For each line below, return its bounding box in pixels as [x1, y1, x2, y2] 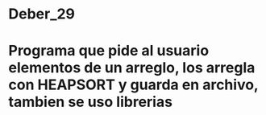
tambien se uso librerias [8, 93, 173, 111]
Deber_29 [8, 5, 75, 23]
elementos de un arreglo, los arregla [8, 59, 256, 77]
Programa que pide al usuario [8, 42, 210, 60]
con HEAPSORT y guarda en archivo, [8, 76, 259, 94]
